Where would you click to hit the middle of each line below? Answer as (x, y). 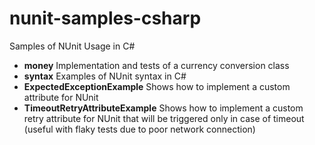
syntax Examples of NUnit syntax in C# (105, 76)
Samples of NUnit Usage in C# (72, 46)
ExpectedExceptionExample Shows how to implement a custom (157, 86)
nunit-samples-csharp (105, 18)
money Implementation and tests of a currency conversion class (156, 65)
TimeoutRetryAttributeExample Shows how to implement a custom (163, 108)
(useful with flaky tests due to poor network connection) (139, 129)
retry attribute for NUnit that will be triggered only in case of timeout (164, 118)
